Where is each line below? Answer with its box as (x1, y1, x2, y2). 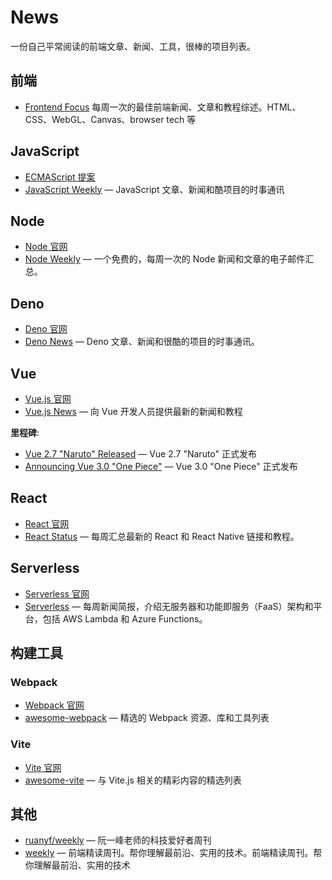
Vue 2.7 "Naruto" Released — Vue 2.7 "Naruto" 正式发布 (24, 448, 257, 460)
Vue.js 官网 (24, 393, 72, 405)
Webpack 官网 (24, 699, 85, 711)
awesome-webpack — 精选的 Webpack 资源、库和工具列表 (24, 712, 270, 724)
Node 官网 (24, 241, 68, 253)
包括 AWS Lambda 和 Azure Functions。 (42, 612, 208, 625)
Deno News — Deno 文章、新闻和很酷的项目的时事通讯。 (24, 336, 260, 348)
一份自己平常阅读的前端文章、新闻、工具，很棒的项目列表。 (10, 40, 256, 52)
